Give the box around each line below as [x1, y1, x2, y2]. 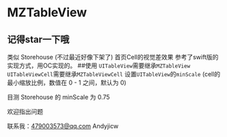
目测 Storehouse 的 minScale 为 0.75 [7, 93, 111, 101]
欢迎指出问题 [7, 108, 43, 115]
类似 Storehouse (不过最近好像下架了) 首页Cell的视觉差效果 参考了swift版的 [7, 53, 219, 61]
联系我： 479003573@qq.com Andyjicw [7, 122, 119, 130]
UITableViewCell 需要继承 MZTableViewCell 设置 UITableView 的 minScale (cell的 [7, 70, 221, 78]
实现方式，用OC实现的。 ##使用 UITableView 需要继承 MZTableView [7, 61, 191, 70]
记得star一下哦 [7, 33, 70, 45]
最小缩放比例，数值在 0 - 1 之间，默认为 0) [7, 78, 126, 87]
